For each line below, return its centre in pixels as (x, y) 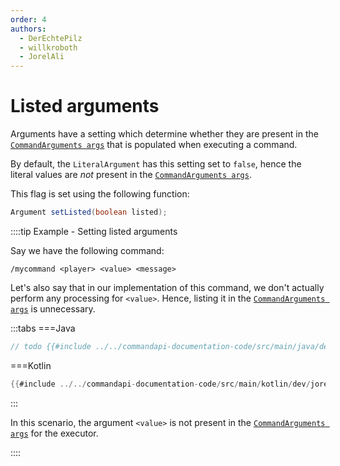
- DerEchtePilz (51, 38)
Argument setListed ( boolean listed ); (89, 212)
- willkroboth (48, 47)
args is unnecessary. (53, 308)
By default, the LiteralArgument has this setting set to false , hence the (156, 164)
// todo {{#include (51, 346)
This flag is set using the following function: (100, 194)
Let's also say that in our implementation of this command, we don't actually (167, 287)
